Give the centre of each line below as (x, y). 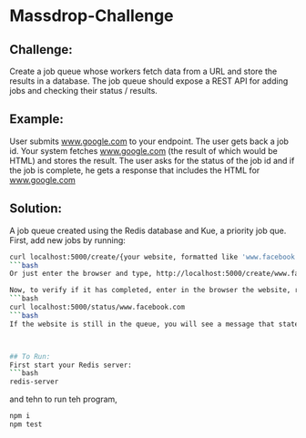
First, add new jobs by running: (67, 240)
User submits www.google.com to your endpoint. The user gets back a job (149, 141)
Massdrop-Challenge (92, 16)
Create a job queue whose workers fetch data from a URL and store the (143, 71)
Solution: (36, 209)
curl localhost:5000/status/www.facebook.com (97, 307)
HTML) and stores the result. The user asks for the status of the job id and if (152, 160)
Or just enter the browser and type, (81, 274)
